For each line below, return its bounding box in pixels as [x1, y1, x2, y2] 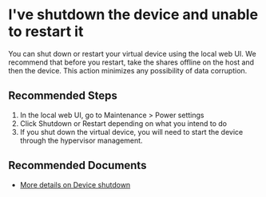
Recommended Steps [8, 89, 117, 103]
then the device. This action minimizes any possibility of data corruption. [8, 65, 248, 75]
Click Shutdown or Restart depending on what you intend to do [19, 118, 228, 128]
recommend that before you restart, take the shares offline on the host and [8, 57, 254, 67]
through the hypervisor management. [19, 136, 143, 145]
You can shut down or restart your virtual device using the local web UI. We [8, 49, 257, 58]
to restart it [8, 22, 84, 41]
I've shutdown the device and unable [8, 6, 258, 24]
